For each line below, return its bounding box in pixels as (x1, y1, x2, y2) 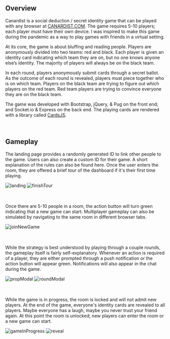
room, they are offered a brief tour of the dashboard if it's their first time (5, 167, 156, 173)
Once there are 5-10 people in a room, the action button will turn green (5, 203, 153, 209)
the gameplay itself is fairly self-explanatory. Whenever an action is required (5, 250, 165, 256)
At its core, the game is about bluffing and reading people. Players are (5, 43, 152, 50)
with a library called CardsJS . (5, 112, 67, 118)
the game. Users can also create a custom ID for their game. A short (5, 156, 148, 162)
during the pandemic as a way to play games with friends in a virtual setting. (5, 34, 165, 40)
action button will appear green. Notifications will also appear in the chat (5, 260, 157, 266)
